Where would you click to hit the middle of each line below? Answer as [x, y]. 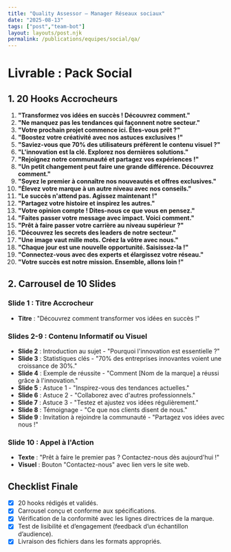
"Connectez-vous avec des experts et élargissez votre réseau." [111, 255]
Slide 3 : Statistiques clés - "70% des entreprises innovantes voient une [120, 359]
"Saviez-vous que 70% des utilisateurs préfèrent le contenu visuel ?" [119, 145]
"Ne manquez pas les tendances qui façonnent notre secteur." [109, 123]
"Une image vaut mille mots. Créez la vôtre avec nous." [98, 240]
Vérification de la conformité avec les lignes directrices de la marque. [116, 519]
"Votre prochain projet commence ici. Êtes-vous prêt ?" [99, 130]
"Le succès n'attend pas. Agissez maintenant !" [87, 196]
